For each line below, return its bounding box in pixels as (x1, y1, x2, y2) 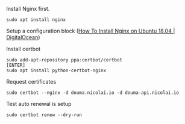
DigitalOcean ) (6, 34, 40, 41)
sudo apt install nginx (6, 17, 66, 23)
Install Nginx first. (6, 5, 50, 12)
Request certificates (6, 78, 57, 85)
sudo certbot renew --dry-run (6, 112, 83, 118)
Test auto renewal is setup (6, 101, 72, 107)
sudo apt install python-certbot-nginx (6, 67, 107, 73)
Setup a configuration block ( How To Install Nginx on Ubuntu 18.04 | (6, 27, 175, 34)
